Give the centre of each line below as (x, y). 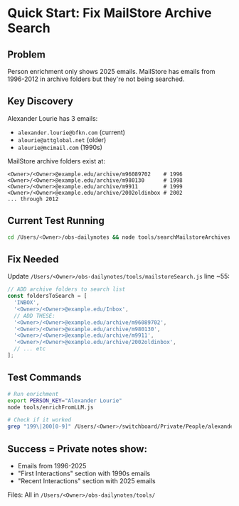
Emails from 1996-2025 (52, 465)
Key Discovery (40, 101)
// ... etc (30, 349)
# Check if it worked (39, 420)
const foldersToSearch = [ (47, 296)
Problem (27, 54)
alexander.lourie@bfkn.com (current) (71, 132)
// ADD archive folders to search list (67, 289)
